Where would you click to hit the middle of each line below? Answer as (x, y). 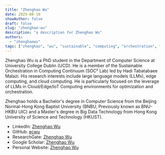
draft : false (18, 23)
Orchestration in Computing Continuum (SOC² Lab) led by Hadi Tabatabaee (82, 71)
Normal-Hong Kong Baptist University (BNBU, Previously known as (73, 106)
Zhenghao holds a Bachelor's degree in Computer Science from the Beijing (81, 101)
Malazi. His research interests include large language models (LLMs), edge (81, 76)
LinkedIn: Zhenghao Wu (36, 126)
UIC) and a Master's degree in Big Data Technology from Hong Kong (88, 112)
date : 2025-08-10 (23, 14)
